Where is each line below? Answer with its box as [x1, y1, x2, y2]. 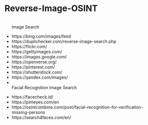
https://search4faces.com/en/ [11, 114, 71, 120]
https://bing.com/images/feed [11, 33, 71, 39]
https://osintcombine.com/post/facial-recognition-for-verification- [11, 104, 143, 110]
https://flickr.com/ [11, 43, 48, 49]
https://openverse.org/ [11, 59, 57, 65]
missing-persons [11, 109, 45, 115]
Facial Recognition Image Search [11, 84, 77, 90]
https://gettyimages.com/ [11, 49, 62, 55]
